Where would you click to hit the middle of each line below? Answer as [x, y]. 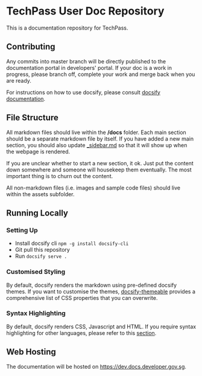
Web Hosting [31, 352]
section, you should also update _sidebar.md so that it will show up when [97, 145]
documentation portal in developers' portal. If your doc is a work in [89, 68]
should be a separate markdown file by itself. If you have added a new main [100, 139]
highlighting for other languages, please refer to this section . [81, 333]
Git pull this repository [43, 250]
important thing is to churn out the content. [60, 176]
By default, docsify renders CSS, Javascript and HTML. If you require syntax [101, 327]
